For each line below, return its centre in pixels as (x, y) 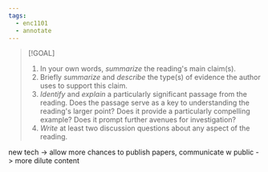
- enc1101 (32, 23)
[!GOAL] (41, 54)
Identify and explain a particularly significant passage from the (143, 94)
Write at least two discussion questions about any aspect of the (145, 128)
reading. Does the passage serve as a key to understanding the (145, 103)
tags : (17, 16)
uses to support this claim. (84, 86)
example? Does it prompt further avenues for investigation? (138, 120)
